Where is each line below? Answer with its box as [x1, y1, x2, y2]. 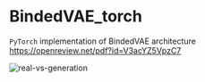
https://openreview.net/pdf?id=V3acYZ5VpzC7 [9, 45, 182, 55]
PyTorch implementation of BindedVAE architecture [9, 36, 197, 46]
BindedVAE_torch [9, 6, 143, 27]
